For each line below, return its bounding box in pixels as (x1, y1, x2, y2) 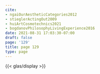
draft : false (5, 35, 32, 40)
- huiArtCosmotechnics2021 (5, 21, 61, 26)
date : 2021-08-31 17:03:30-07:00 (5, 30, 75, 35)
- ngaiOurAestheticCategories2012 (5, 12, 77, 17)
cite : (5, 7, 16, 12)
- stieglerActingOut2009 (5, 16, 57, 21)
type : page (5, 49, 28, 54)
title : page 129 (5, 44, 39, 49)
